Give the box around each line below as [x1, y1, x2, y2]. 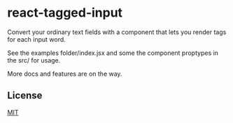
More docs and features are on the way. [7, 69, 122, 78]
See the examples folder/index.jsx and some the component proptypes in [7, 49, 219, 57]
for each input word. [7, 35, 66, 43]
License [7, 90, 43, 101]
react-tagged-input [7, 5, 123, 21]
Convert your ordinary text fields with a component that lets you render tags [7, 28, 227, 36]
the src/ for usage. [7, 56, 61, 64]
